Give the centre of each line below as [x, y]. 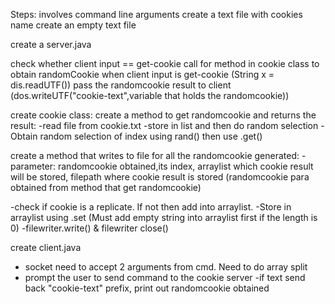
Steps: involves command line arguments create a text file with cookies [156, 14]
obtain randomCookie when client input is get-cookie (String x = [142, 74]
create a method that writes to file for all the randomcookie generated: [155, 155]
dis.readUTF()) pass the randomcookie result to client [121, 85]
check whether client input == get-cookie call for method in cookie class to [165, 63]
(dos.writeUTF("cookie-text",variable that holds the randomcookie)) [150, 95]
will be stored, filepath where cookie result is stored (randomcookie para [160, 177]
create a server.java [51, 44]
